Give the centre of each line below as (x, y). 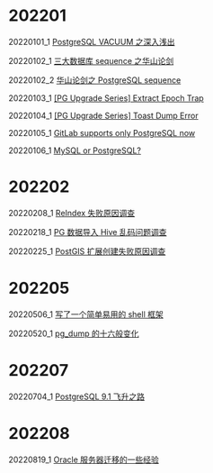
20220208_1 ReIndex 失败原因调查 (72, 213)
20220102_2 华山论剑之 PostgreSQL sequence (95, 80)
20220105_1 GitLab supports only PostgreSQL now (102, 132)
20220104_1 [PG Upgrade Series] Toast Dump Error (103, 115)
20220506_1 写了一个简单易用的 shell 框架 (86, 314)
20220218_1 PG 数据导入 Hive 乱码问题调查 (88, 232)
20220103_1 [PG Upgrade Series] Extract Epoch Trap (106, 98)
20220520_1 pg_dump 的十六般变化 (74, 333)
